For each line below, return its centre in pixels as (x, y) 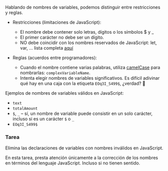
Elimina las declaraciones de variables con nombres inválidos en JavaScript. (84, 148)
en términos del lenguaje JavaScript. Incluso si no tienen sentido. (73, 163)
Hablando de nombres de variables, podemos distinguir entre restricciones (83, 7)
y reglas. (14, 13)
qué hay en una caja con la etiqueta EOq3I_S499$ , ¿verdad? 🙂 (83, 83)
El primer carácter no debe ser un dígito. (62, 37)
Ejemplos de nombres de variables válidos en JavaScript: (65, 93)
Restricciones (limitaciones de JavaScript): (57, 22)
